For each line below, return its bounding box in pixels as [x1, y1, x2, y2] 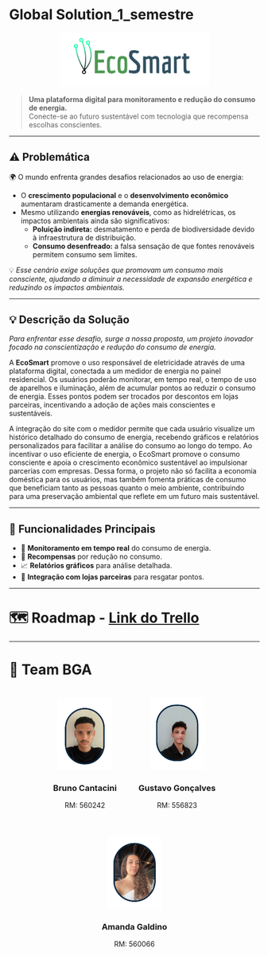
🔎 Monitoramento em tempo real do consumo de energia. [20, 544, 212, 553]
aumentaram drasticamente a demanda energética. [20, 199, 189, 209]
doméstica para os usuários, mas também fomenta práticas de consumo [9, 475, 247, 485]
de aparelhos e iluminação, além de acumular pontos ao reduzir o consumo [9, 384, 256, 393]
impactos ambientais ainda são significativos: [20, 216, 170, 225]
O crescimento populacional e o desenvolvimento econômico [20, 190, 229, 200]
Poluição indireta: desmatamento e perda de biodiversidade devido [32, 224, 255, 234]
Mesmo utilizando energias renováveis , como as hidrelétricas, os [20, 207, 236, 216]
